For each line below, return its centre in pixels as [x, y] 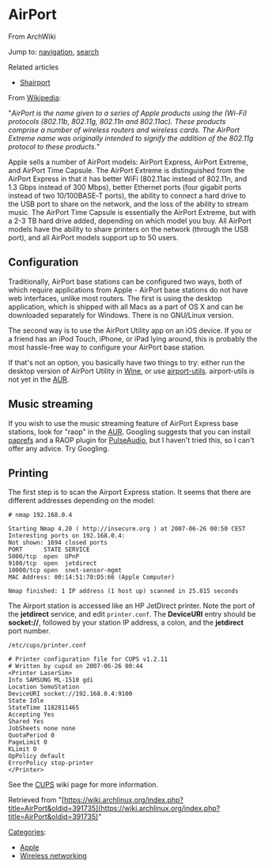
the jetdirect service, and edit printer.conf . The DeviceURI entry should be [132, 614]
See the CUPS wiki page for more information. [83, 785]
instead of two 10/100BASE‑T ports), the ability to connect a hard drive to [127, 195]
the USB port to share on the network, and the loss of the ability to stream [129, 204]
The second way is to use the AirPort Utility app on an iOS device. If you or [130, 330]
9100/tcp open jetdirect [53, 564]
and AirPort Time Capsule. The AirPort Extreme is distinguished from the [127, 170]
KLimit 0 [23, 749]
